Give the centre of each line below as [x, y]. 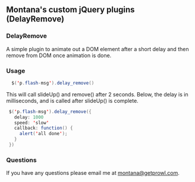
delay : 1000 [29, 117]
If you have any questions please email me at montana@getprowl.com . [93, 173]
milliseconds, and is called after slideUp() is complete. [72, 101]
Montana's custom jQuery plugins [70, 10]
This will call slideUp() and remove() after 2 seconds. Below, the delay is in [97, 94]
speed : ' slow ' [32, 123]
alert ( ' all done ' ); [43, 134]
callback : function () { [43, 128]
